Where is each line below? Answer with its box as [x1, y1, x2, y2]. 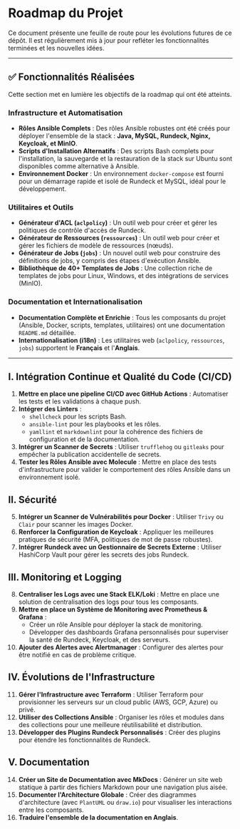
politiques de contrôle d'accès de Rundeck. [18, 226, 147, 235]
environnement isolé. [18, 473, 80, 482]
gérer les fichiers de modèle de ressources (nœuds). [18, 241, 174, 250]
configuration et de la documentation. [28, 435, 140, 443]
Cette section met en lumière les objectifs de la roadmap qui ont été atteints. [8, 90, 232, 98]
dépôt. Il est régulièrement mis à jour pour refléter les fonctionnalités [8, 36, 209, 44]
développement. [18, 185, 67, 193]
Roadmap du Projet [8, 5, 123, 21]
